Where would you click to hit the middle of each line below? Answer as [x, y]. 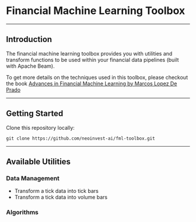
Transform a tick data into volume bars [61, 197]
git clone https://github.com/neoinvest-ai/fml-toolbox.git [81, 138]
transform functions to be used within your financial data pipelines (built [92, 60]
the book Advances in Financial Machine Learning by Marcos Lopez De [92, 84]
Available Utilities [38, 162]
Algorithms [22, 213]
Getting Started [35, 114]
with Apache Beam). [30, 66]
